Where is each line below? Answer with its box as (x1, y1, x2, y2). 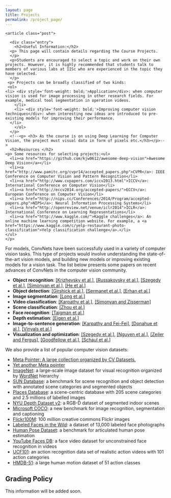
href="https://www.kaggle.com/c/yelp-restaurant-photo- (5, 223, 126, 228)
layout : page (5, 7, 33, 13)
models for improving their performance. (25, 116, 115, 121)
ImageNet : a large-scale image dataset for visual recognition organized (12, 367, 162, 373)
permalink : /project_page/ (5, 17, 63, 22)
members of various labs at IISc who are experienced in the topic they (5, 67, 163, 72)
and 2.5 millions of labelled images (12, 394, 85, 401)
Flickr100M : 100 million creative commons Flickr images (12, 416, 130, 422)
